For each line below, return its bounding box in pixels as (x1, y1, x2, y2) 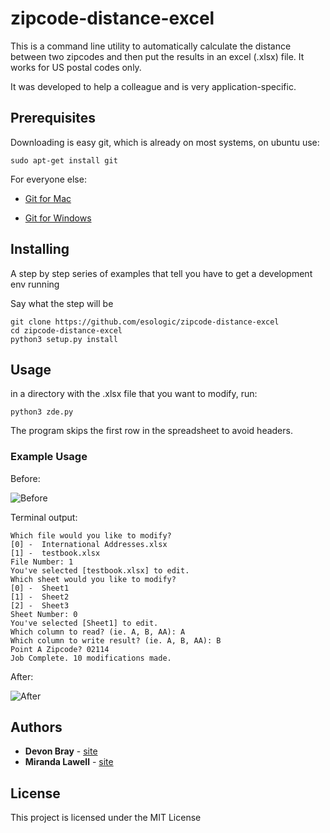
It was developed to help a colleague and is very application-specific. (10, 80, 297, 92)
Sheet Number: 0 (10, 609, 78, 619)
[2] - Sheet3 (10, 600, 70, 611)
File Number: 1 (10, 557, 74, 567)
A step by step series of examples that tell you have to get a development (10, 267, 313, 279)
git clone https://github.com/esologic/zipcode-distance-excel (10, 317, 280, 327)
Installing (10, 241, 70, 258)
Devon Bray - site (24, 745, 98, 757)
